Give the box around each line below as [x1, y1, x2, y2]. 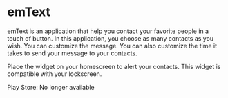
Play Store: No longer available [7, 83, 95, 91]
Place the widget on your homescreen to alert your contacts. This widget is [7, 62, 221, 70]
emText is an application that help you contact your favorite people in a [7, 27, 209, 35]
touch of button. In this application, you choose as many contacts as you [7, 34, 214, 42]
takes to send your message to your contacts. [7, 49, 137, 57]
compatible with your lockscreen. [7, 70, 102, 78]
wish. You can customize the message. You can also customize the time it [7, 41, 218, 50]
